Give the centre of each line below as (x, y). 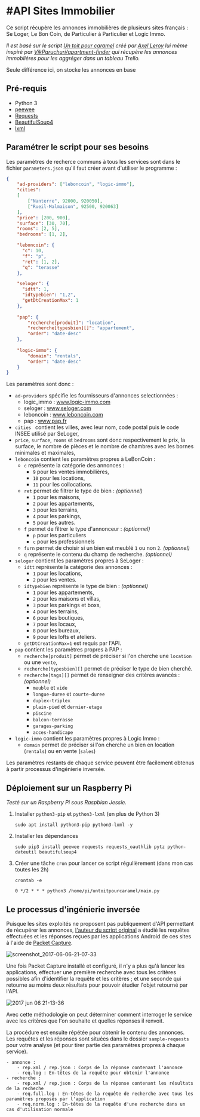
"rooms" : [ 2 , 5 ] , (39, 229)
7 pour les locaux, (54, 624)
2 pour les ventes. (54, 580)
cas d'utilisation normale (40, 1109)
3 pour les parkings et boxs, (67, 605)
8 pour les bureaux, (56, 631)
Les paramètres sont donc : (40, 384)
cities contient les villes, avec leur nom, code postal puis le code (97, 427)
